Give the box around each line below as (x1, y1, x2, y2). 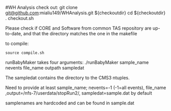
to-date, (5, 31, 22, 36)
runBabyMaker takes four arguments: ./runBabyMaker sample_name (5, 59, 149, 65)
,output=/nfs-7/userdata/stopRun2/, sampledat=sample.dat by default (5, 90, 152, 96)
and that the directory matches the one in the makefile (23, 31, 137, 36)
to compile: (5, 40, 29, 47)
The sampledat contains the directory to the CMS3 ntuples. (5, 75, 130, 81)
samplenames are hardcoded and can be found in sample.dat (5, 100, 134, 106)
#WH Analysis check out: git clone (5, 5, 78, 10)
